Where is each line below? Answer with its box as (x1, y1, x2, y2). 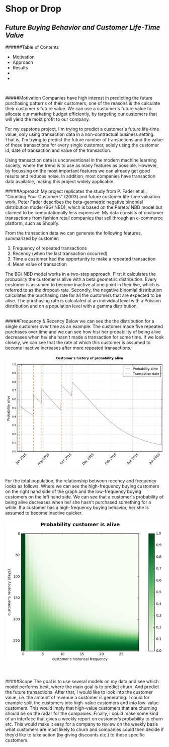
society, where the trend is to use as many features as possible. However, (5, 162, 158, 169)
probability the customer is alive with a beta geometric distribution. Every (5, 276, 157, 282)
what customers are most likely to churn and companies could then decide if (5, 726, 164, 732)
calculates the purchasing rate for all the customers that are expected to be (5, 292, 161, 298)
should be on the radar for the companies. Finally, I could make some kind (5, 710, 158, 716)
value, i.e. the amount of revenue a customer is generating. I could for (5, 694, 150, 700)
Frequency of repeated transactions (12, 245, 87, 251)
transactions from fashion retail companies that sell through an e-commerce (5, 215, 163, 221)
